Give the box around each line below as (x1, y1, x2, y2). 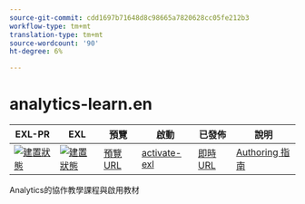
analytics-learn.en (9, 94, 152, 114)
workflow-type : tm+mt (9, 22, 92, 31)
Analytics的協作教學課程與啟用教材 (9, 185, 140, 196)
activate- (142, 147, 182, 160)
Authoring (235, 146, 279, 159)
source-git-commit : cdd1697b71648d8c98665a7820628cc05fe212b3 (9, 13, 250, 23)
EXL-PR (15, 128, 50, 141)
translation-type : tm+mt (9, 30, 103, 39)
